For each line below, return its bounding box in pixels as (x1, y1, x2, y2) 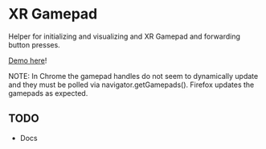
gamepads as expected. (8, 88, 88, 97)
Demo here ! (8, 56, 47, 65)
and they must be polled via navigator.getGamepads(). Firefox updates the (8, 80, 255, 89)
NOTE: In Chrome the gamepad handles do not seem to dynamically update (8, 71, 259, 81)
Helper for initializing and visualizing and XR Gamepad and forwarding (8, 31, 241, 41)
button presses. (8, 39, 60, 49)
